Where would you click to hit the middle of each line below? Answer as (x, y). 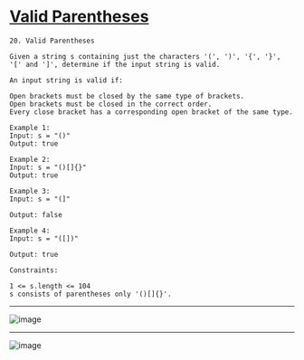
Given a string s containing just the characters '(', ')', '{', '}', (145, 56)
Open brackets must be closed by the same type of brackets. (127, 96)
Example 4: (30, 231)
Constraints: (34, 270)
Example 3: (30, 191)
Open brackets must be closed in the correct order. (111, 104)
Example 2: (30, 159)
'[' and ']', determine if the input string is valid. (115, 64)
